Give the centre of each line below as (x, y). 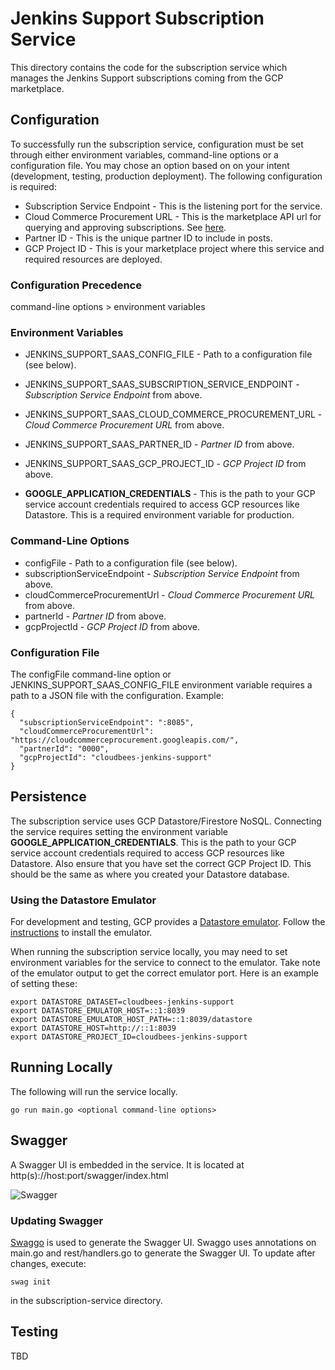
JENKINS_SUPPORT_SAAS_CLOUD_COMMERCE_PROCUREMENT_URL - (173, 414)
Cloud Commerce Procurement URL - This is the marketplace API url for (173, 216)
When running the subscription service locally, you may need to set (149, 952)
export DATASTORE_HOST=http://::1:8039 (93, 1028)
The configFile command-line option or (91, 674)
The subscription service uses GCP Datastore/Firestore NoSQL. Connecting (166, 821)
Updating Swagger (57, 1220)
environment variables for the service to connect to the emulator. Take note (165, 963)
